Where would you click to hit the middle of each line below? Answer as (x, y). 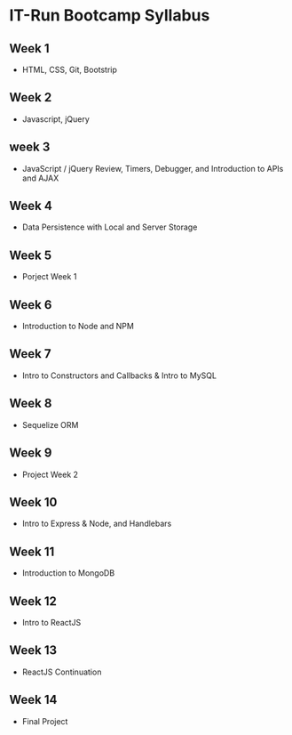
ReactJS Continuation (62, 672)
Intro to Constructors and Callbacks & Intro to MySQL (119, 376)
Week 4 (31, 206)
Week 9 (31, 453)
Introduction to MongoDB (68, 573)
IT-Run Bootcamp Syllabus (110, 16)
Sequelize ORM (50, 424)
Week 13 (33, 650)
